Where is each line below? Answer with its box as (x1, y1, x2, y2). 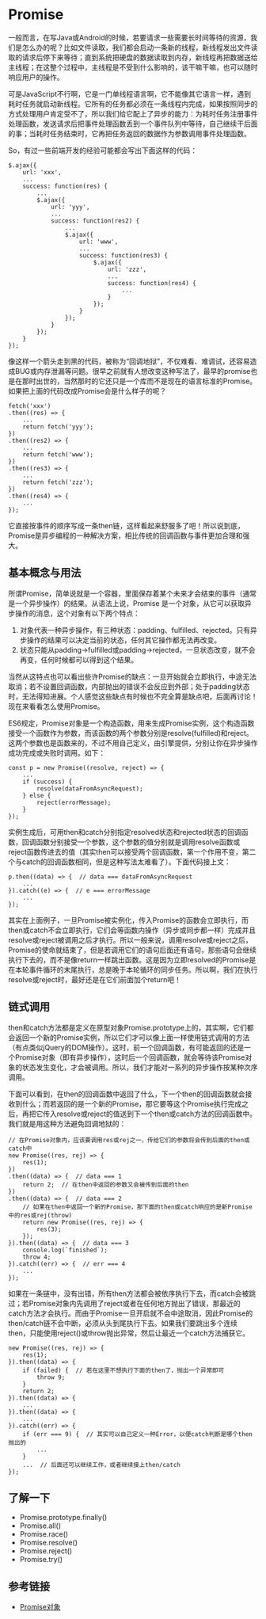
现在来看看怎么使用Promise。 (8, 701, 104, 710)
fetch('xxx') (8, 402, 51, 410)
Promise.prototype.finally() (19, 1513, 108, 1522)
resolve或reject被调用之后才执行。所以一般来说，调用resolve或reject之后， (8, 935, 253, 944)
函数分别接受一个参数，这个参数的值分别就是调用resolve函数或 (35, 837, 241, 847)
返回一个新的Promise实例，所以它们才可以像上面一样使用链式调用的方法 (14, 1032, 250, 1042)
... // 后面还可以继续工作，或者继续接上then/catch (22, 1461, 180, 1469)
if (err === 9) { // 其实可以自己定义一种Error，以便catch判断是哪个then (22, 1430, 253, 1438)
